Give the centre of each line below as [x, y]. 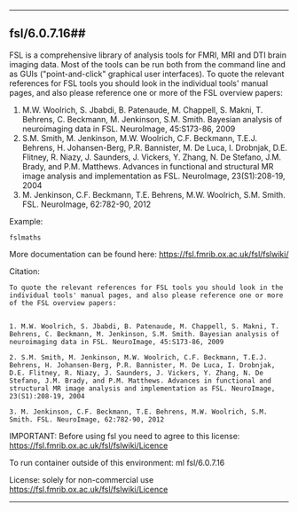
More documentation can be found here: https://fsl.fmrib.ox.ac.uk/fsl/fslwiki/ [149, 254]
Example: [26, 221]
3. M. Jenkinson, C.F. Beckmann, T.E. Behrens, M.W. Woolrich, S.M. [138, 412]
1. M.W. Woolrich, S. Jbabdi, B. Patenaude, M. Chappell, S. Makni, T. [144, 326]
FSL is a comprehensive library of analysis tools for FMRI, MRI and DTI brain [148, 55]
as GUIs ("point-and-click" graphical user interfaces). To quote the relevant [147, 74]
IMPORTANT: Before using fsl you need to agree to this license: [125, 436]
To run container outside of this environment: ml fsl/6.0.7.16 [117, 462]
